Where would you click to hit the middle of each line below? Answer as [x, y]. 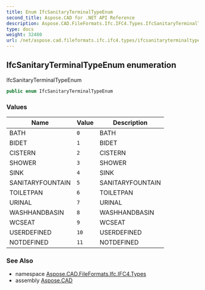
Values [17, 106]
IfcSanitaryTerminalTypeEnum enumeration [92, 65]
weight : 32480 [24, 35]
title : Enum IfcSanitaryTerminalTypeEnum [60, 12]
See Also [20, 261]
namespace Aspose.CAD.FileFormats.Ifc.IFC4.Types [81, 274]
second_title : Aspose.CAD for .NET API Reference [71, 18]
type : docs [20, 29]
